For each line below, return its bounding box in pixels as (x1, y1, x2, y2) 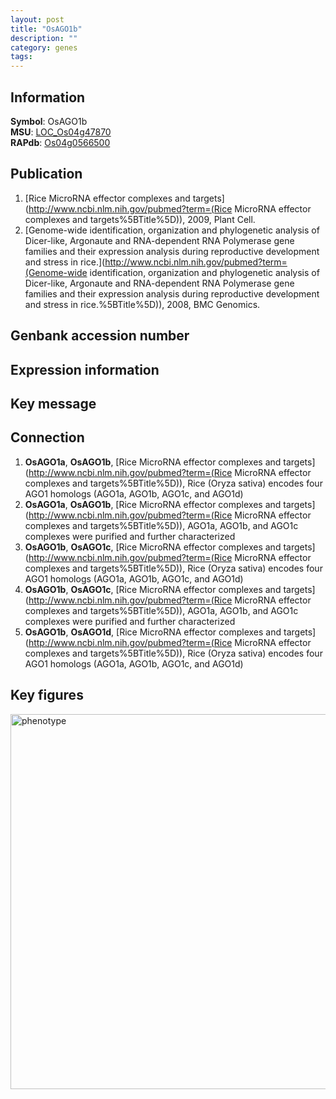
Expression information (10, 361, 160, 378)
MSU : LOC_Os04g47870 (10, 126, 112, 138)
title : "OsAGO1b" (10, 24, 83, 34)
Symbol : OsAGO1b (10, 115, 88, 127)
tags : (10, 52, 33, 62)
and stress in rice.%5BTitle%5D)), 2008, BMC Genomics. (24, 298, 261, 310)
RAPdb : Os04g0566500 (10, 136, 111, 148)
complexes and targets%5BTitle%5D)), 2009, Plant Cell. (24, 213, 256, 225)
